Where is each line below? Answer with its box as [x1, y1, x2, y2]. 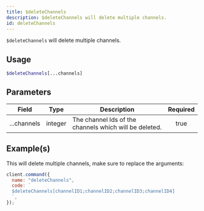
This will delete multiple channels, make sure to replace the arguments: [6, 159, 184, 167]
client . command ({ [6, 171, 50, 178]
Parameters [6, 87, 52, 98]
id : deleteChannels [6, 20, 56, 26]
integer [46, 119, 67, 127]
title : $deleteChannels [6, 8, 67, 15]
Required [168, 105, 195, 113]
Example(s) [6, 144, 50, 154]
